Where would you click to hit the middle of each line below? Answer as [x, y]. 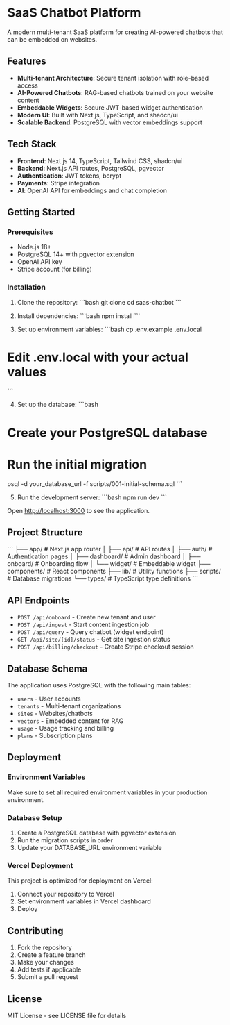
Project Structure [45, 532]
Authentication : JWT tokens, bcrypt [69, 176]
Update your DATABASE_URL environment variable [90, 848]
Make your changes [45, 962]
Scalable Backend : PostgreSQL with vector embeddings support [109, 122]
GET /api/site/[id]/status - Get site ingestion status [94, 640]
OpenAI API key [39, 262]
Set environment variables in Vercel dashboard [84, 901]
